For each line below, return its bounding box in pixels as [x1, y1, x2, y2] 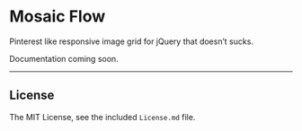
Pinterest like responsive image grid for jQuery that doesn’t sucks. [9, 36, 254, 47]
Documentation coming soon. [9, 53, 119, 64]
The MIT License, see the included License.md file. [9, 111, 196, 122]
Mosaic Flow [9, 6, 106, 27]
